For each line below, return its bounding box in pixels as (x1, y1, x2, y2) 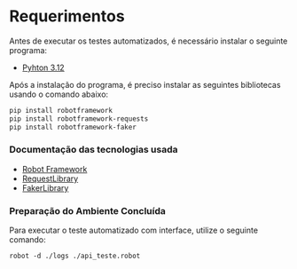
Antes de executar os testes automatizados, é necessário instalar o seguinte (9, 36, 288, 46)
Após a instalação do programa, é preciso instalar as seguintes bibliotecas (9, 79, 281, 90)
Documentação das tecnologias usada (9, 144, 178, 156)
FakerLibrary (21, 182, 69, 193)
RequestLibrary (21, 173, 79, 184)
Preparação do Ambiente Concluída (9, 204, 166, 217)
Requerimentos (9, 6, 126, 27)
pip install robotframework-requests (9, 114, 149, 123)
